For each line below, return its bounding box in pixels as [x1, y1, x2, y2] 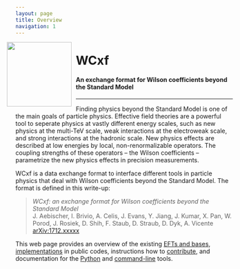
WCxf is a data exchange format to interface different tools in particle [15, 169, 213, 177]
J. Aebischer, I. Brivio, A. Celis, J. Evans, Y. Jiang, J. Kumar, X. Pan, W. [32, 211, 232, 220]
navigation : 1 [15, 23, 57, 30]
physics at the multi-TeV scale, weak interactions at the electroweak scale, [15, 127, 228, 135]
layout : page [15, 10, 53, 17]
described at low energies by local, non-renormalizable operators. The [15, 141, 217, 149]
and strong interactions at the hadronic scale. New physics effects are [15, 133, 215, 142]
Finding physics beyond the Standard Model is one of [76, 105, 228, 113]
